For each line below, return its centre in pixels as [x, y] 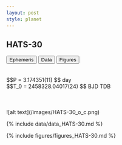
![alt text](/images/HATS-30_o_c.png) [53, 112]
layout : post [23, 13]
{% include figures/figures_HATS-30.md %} [61, 136]
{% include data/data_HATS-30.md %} [55, 124]
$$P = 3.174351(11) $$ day [39, 80]
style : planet [24, 19]
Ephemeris [22, 60]
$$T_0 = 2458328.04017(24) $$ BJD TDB [59, 86]
